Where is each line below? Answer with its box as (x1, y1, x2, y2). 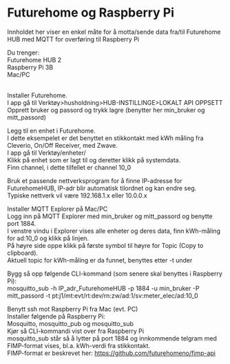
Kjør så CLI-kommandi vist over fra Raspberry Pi (7, 327, 145, 335)
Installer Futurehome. (7, 91, 67, 99)
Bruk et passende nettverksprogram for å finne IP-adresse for (7, 176, 182, 184)
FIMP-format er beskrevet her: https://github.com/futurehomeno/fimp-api (7, 349, 216, 357)
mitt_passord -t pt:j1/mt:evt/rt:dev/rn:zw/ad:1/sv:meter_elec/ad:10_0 (7, 291, 198, 300)
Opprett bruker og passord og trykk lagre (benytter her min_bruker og (7, 106, 205, 114)
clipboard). (7, 249, 39, 257)
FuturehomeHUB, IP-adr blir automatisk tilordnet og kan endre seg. (7, 184, 197, 192)
